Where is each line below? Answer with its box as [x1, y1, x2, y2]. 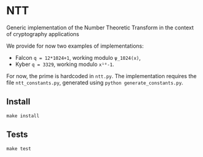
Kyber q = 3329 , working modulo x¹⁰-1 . [15, 60, 114, 68]
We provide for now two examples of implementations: [6, 42, 144, 49]
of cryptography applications [6, 30, 79, 37]
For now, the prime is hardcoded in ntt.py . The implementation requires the [6, 72, 197, 79]
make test [6, 145, 32, 152]
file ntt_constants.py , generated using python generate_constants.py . [6, 79, 183, 86]
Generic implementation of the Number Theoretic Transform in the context [6, 24, 194, 31]
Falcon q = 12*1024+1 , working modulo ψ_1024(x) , [15, 54, 141, 61]
